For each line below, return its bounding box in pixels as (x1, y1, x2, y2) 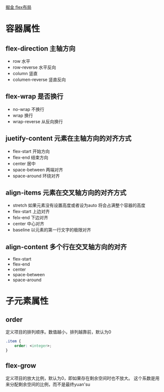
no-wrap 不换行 (12, 106, 45, 112)
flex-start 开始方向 (12, 148, 50, 154)
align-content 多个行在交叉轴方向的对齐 (5, 242, 127, 251)
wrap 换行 (12, 112, 33, 118)
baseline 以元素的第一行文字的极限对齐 (12, 227, 92, 233)
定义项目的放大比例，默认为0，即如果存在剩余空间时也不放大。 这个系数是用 (5, 375, 160, 381)
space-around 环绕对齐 (12, 173, 60, 179)
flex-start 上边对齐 (12, 209, 50, 214)
